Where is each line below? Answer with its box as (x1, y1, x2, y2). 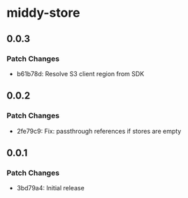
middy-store (6, 5, 80, 21)
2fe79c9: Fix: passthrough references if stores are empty (16, 127, 182, 135)
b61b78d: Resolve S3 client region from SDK (16, 69, 145, 78)
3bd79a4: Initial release (16, 184, 85, 192)
